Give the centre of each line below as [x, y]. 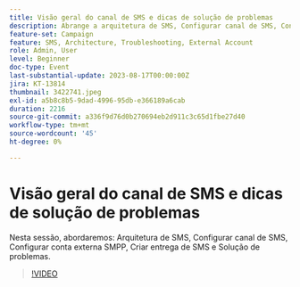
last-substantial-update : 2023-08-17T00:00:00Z [100, 76]
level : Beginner [39, 59]
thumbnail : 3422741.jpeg [55, 92]
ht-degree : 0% [36, 142]
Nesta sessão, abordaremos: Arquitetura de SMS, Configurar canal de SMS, [149, 237]
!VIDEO [44, 274]
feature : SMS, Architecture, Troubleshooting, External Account [131, 42]
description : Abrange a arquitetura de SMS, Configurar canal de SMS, [143, 26]
